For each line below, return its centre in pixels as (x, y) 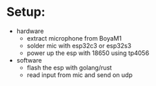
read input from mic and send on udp (79, 75)
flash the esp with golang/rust (69, 67)
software (29, 60)
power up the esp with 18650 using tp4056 (88, 53)
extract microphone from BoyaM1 (74, 38)
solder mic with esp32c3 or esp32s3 (79, 45)
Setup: (26, 12)
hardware (30, 31)
